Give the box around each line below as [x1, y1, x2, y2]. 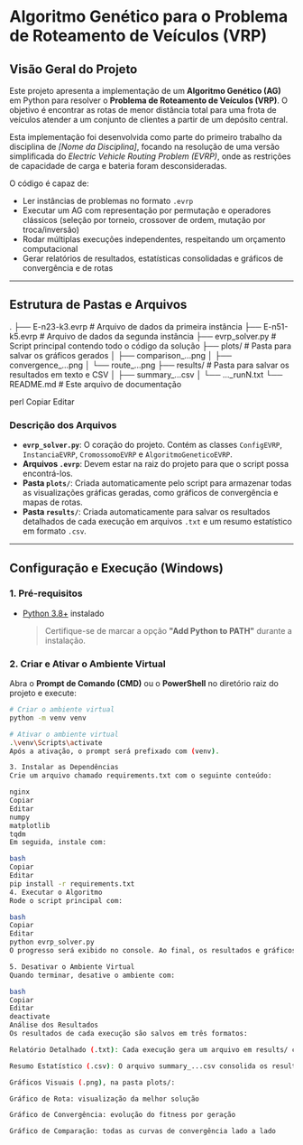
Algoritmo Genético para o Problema [9, 6, 289, 27]
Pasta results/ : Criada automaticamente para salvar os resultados [22, 507, 271, 517]
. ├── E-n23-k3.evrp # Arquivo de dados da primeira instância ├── [9, 321, 262, 331]
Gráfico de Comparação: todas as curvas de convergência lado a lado [9, 1127, 277, 1136]
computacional [22, 244, 78, 254]
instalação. [44, 635, 86, 646]
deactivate [9, 1012, 50, 1021]
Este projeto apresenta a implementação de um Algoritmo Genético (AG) [9, 86, 281, 96]
